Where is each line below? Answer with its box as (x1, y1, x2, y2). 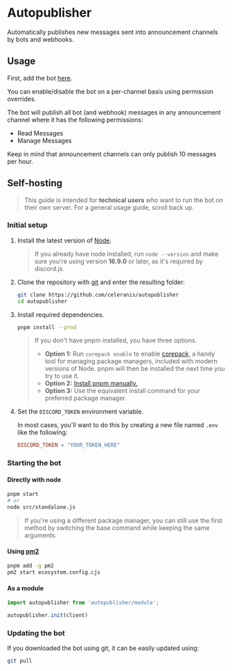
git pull (7, 658, 33, 665)
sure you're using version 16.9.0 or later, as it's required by (34, 257, 203, 265)
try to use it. (44, 372, 80, 380)
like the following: (17, 429, 68, 437)
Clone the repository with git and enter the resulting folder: (17, 278, 186, 286)
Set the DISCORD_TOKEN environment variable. (17, 408, 144, 416)
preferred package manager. (44, 394, 127, 402)
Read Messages (17, 129, 64, 137)
